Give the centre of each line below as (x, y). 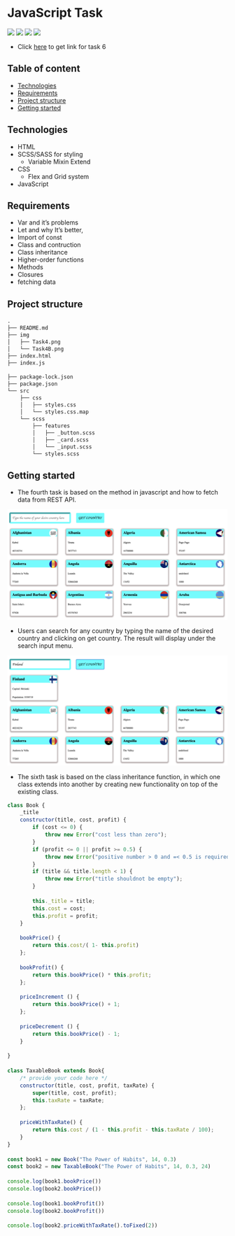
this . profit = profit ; (65, 916)
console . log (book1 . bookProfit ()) (56, 1203)
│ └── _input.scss (62, 447)
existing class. (38, 791)
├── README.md (28, 328)
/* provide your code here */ (64, 1078)
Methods (30, 267)
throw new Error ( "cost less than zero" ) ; (106, 834)
